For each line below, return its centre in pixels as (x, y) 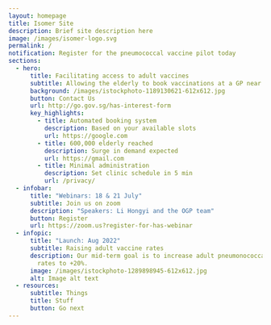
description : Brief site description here (81, 31)
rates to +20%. (63, 263)
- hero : (29, 69)
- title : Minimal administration (94, 166)
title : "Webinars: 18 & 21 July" (86, 196)
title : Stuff (52, 301)
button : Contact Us (62, 98)
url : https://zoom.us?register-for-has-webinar (111, 226)
